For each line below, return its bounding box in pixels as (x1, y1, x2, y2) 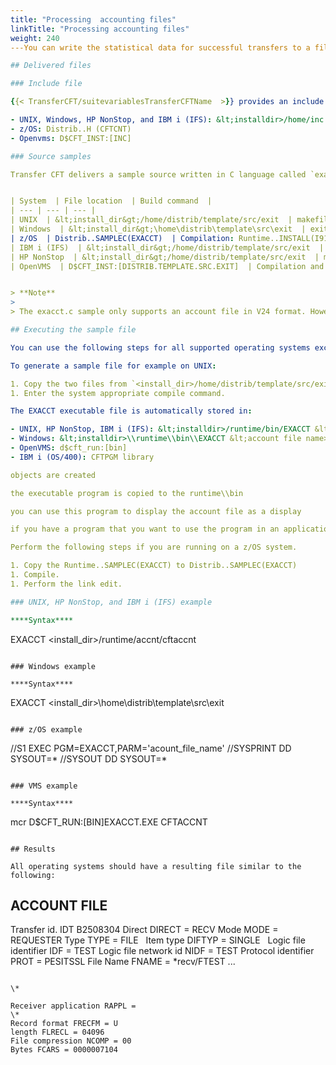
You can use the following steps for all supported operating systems (10, 342, 311, 353)
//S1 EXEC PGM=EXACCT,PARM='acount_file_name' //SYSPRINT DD (10, 742, 292, 754)
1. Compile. (10, 570, 60, 580)
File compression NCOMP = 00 (10, 1036, 132, 1046)
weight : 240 (10, 33, 60, 43)
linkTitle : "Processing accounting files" (10, 24, 190, 34)
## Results (10, 844, 56, 854)
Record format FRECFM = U (10, 1019, 118, 1029)
